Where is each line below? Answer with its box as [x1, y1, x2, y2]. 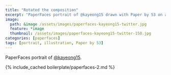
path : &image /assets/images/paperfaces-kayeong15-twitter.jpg [10, 21, 147, 27]
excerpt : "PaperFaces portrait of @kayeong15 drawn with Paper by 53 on [5, 12, 163, 17]
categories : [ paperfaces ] [5, 36, 60, 41]
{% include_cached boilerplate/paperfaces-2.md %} [5, 64, 116, 70]
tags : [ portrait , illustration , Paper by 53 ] [5, 41, 103, 46]
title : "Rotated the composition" [5, 7, 79, 13]
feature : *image [10, 26, 44, 31]
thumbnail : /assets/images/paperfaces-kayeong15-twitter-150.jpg [10, 31, 152, 36]
